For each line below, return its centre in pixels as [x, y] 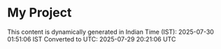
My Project [40, 13]
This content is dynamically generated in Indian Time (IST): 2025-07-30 [111, 32]
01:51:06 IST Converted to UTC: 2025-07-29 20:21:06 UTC [92, 39]
